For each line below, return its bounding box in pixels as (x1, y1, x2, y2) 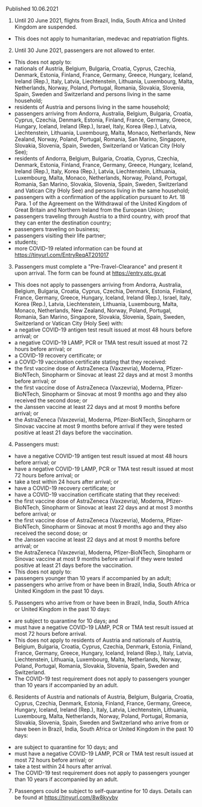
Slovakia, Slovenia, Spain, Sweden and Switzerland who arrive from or (14, 719, 189, 726)
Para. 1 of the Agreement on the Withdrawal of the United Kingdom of (14, 200, 188, 207)
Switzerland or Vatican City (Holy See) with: (14, 320, 124, 327)
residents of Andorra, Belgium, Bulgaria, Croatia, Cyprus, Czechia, (14, 155, 179, 162)
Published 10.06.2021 (5, 5, 58, 12)
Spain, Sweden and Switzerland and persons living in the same (14, 91, 171, 97)
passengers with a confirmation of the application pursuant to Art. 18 (14, 194, 185, 200)
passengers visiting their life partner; (14, 232, 106, 239)
